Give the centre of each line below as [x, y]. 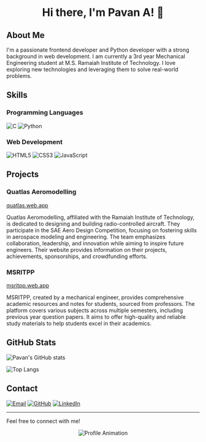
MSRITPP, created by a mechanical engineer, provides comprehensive [95, 297]
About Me [25, 35]
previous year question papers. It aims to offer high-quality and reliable [96, 317]
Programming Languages [45, 113]
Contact [22, 389]
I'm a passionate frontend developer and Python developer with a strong [98, 50]
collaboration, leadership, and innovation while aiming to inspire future [95, 243]
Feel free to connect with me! [44, 421]
